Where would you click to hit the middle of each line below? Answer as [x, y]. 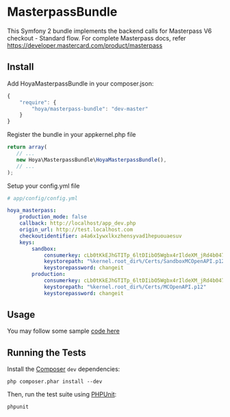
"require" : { [38, 102]
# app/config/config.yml [42, 198]
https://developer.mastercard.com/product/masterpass [85, 45]
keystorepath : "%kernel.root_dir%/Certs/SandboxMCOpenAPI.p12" [136, 262]
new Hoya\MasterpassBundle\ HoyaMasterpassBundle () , [91, 160]
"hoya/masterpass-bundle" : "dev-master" [90, 109]
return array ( [27, 147]
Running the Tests [47, 352]
